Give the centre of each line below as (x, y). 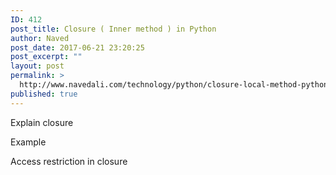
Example (28, 142)
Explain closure (42, 122)
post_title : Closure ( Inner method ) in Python (113, 29)
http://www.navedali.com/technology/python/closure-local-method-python (174, 85)
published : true (44, 94)
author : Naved (40, 38)
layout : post (37, 66)
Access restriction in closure (69, 161)
